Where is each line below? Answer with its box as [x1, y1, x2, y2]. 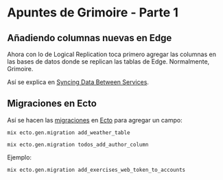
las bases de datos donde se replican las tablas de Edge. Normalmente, [7, 57, 210, 66]
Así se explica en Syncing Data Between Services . [7, 78, 150, 86]
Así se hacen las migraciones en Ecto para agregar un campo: [7, 116, 183, 124]
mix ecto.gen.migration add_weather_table [7, 129, 130, 136]
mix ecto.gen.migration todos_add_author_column [7, 141, 149, 148]
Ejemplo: [7, 153, 32, 162]
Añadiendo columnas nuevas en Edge [7, 32, 172, 44]
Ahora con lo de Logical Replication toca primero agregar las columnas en [7, 50, 216, 58]
